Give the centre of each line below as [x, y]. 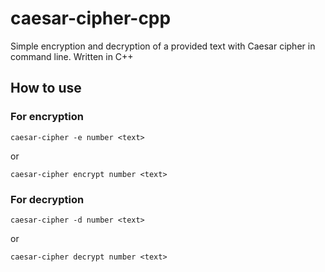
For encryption [47, 117]
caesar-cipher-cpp [91, 18]
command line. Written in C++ [72, 56]
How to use [46, 88]
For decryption [47, 199]
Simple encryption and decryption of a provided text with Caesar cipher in [163, 46]
